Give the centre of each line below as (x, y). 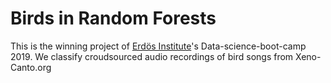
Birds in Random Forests (113, 18)
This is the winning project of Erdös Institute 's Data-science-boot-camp (158, 46)
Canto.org (31, 67)
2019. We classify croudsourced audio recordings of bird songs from (152, 56)
